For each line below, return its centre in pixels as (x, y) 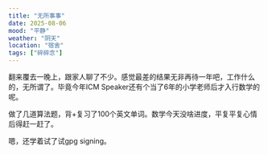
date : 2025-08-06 (37, 23)
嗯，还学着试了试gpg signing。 (60, 141)
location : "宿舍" (36, 46)
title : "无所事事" (37, 16)
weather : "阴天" (34, 38)
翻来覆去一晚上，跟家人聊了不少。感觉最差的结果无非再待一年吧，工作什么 (132, 77)
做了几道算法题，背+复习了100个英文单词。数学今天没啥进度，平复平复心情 (133, 114)
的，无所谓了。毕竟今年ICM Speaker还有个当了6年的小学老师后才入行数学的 (134, 87)
